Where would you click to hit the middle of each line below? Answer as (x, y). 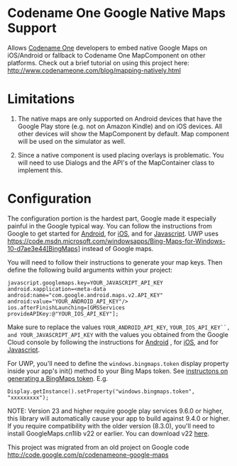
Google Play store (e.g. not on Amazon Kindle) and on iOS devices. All (120, 126)
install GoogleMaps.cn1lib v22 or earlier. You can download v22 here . (108, 433)
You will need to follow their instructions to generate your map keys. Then (115, 262)
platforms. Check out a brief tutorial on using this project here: (98, 62)
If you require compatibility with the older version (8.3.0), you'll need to (111, 426)
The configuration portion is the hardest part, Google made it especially (112, 218)
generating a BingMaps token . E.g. (58, 378)
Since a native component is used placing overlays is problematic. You (121, 155)
